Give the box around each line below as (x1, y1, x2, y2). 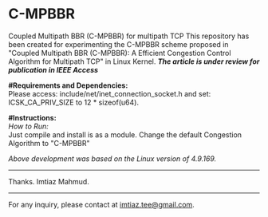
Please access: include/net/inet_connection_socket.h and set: (8, 89, 211, 98)
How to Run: (8, 121, 49, 131)
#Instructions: (8, 112, 57, 122)
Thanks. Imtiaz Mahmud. (8, 176, 89, 186)
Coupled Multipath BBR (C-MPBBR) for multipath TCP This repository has (8, 31, 250, 41)
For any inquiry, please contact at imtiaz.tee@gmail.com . (8, 199, 195, 209)
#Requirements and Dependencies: (8, 81, 128, 90)
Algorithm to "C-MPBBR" (8, 138, 90, 148)
